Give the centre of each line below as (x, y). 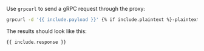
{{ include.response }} (36, 42)
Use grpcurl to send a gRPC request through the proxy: (76, 9)
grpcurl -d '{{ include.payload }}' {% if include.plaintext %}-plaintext (103, 20)
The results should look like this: (46, 31)
